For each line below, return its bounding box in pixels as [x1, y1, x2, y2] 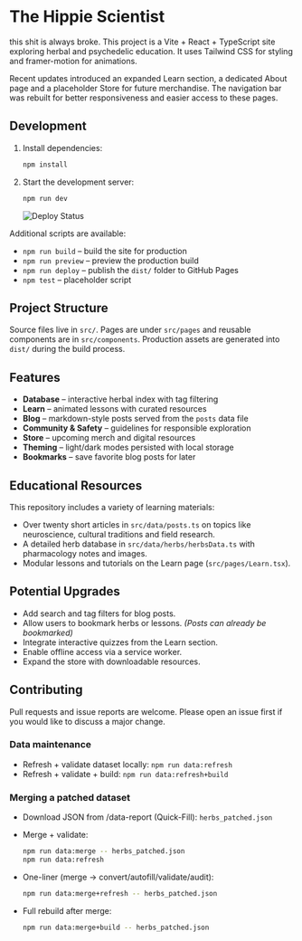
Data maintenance [9, 738, 92, 751]
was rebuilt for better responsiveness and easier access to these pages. [9, 92, 278, 103]
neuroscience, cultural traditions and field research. [22, 528, 215, 539]
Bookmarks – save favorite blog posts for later [22, 451, 196, 462]
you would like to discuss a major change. [9, 716, 165, 727]
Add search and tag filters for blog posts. [22, 608, 176, 619]
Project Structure [9, 300, 109, 316]
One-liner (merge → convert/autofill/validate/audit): [22, 871, 214, 882]
